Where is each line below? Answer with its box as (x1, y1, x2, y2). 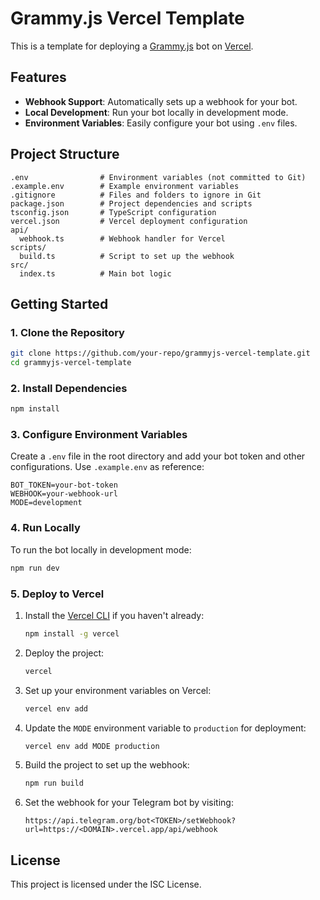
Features (10, 69, 67, 86)
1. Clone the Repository (10, 325, 125, 339)
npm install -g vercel (24, 628, 120, 639)
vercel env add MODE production (24, 741, 160, 751)
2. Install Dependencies (10, 381, 128, 395)
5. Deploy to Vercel (10, 587, 105, 601)
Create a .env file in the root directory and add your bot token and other (10, 450, 306, 462)
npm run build (24, 778, 84, 789)
